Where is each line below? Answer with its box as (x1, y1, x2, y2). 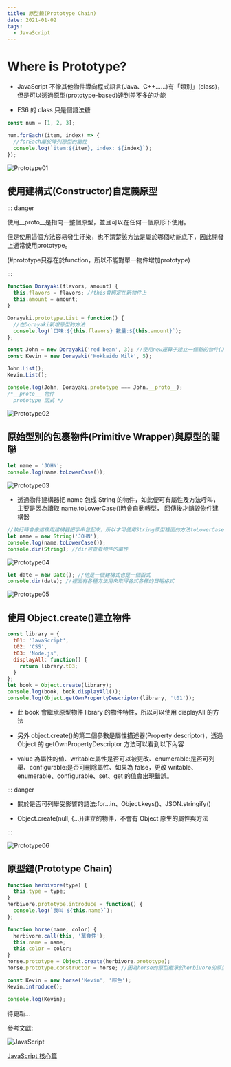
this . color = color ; (13, 945, 72, 952)
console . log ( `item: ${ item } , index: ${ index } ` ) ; (13, 145, 153, 151)
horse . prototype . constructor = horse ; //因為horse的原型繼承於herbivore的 (7, 964, 217, 971)
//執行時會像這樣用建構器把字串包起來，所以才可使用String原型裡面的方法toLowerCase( (7, 527, 228, 533)
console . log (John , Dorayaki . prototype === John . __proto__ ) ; (7, 383, 184, 391)
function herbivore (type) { (7, 882, 88, 889)
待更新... (7, 1009, 31, 1017)
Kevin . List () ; (7, 372, 48, 379)
